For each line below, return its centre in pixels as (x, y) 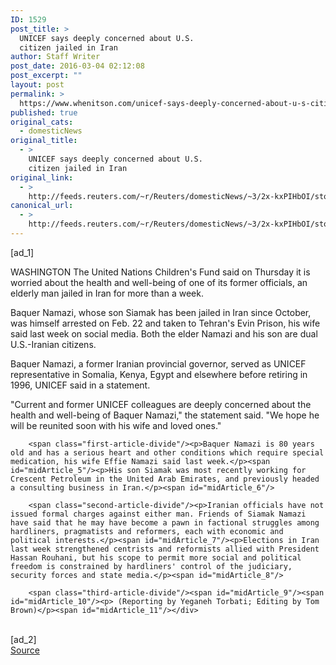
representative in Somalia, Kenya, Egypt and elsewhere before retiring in (159, 374)
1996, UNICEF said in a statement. (80, 385)
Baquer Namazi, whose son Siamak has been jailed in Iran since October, (161, 312)
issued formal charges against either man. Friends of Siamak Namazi (158, 514)
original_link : (42, 177)
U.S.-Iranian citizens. (53, 344)
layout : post (37, 85)
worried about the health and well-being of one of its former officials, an (159, 282)
